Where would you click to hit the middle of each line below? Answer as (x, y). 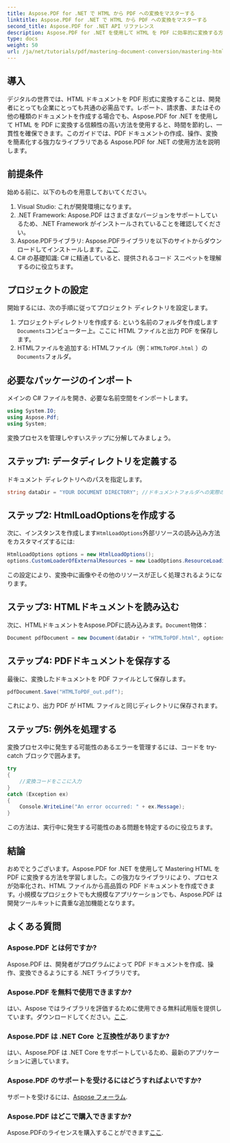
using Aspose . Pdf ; (33, 417)
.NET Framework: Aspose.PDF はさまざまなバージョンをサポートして (114, 215)
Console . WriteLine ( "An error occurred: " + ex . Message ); (102, 807)
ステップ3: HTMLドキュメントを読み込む (93, 607)
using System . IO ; (32, 411)
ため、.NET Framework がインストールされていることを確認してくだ (119, 223)
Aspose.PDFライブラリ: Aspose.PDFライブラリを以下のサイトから (110, 241)
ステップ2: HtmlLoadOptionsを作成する (91, 515)
